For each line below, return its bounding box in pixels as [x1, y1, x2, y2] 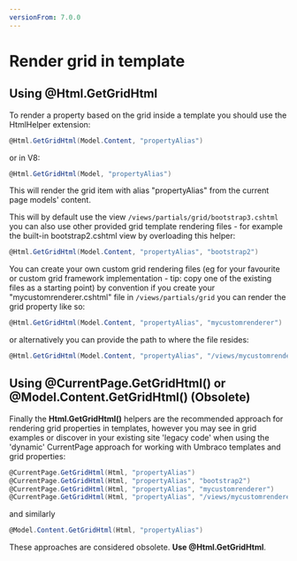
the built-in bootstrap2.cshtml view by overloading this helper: [9, 231, 236, 242]
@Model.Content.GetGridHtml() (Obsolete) [9, 390, 251, 405]
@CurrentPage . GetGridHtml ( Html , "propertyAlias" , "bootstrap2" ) [9, 476, 251, 485]
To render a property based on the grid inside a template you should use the [9, 110, 287, 120]
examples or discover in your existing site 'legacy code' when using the [9, 432, 270, 442]
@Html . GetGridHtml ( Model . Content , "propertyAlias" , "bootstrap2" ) [9, 248, 259, 257]
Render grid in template [9, 50, 186, 71]
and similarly [9, 509, 56, 519]
